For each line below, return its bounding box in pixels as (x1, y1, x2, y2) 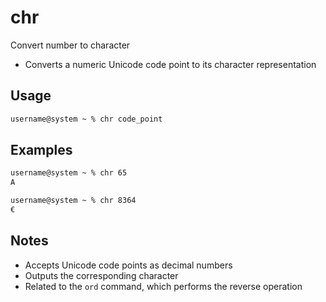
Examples (10, 142, 73, 159)
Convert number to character (10, 39, 131, 51)
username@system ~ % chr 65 (10, 168, 128, 178)
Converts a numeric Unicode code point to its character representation (24, 58, 317, 70)
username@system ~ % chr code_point (10, 114, 163, 124)
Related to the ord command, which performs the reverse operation (24, 280, 303, 292)
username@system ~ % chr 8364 (10, 196, 137, 206)
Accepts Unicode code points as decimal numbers (24, 259, 233, 271)
